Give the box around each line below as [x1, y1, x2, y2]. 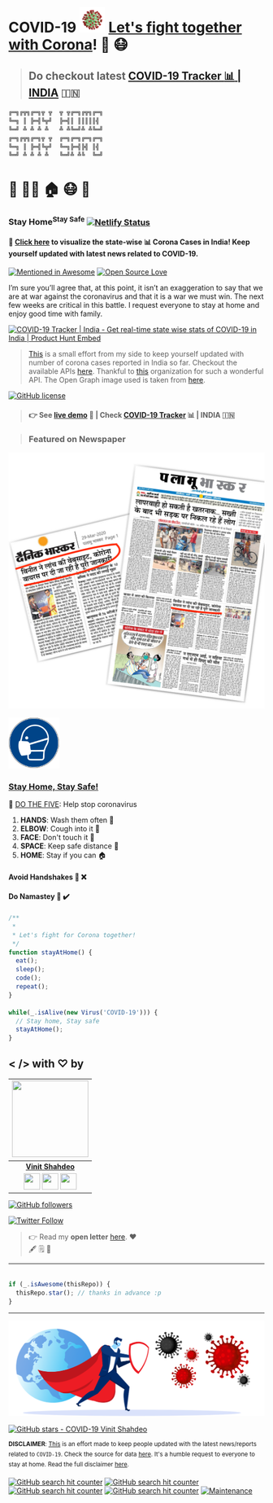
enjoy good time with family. [8, 309, 103, 319]
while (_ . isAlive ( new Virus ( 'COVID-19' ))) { [8, 1008, 158, 1016]
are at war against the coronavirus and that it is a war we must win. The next [8, 291, 264, 301]
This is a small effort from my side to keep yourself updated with [28, 349, 245, 359]
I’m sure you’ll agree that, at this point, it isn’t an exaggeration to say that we [8, 283, 263, 293]
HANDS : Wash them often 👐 [19, 815, 115, 825]
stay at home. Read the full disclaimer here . [8, 1460, 130, 1468]
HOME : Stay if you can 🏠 [19, 850, 107, 861]
